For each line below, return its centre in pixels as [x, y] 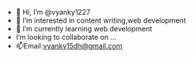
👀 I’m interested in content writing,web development [101, 20]
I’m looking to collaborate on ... [66, 37]
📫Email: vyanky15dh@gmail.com [69, 46]
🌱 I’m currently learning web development [84, 29]
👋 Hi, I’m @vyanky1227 [53, 12]
